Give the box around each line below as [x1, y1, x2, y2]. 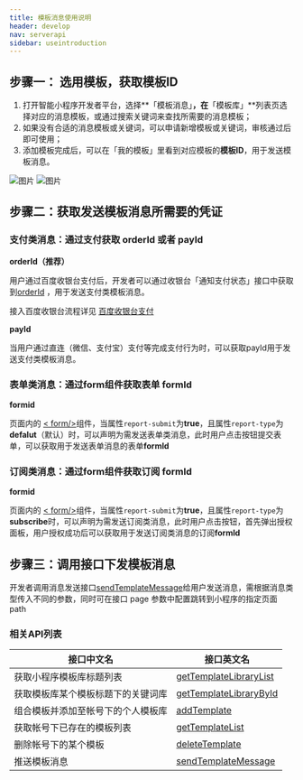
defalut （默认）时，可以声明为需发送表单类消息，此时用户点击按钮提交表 [9, 430, 282, 441]
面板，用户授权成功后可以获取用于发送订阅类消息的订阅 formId [9, 527, 241, 538]
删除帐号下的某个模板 [14, 738, 106, 751]
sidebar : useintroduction [9, 38, 106, 48]
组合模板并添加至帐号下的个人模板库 [14, 705, 169, 718]
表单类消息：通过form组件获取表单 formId [9, 378, 192, 391]
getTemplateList [176, 721, 244, 734]
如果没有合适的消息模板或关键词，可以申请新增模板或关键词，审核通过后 [22, 123, 291, 134]
